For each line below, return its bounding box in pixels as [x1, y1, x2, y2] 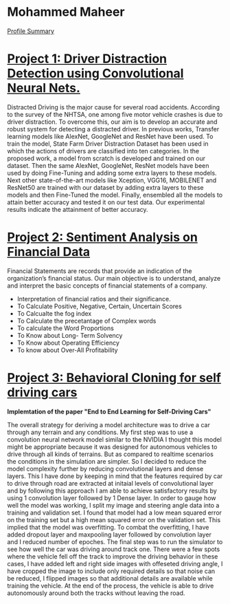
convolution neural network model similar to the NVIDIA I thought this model [7, 435, 222, 444]
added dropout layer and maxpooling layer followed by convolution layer [7, 530, 211, 539]
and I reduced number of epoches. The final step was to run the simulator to [7, 537, 223, 546]
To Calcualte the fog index [16, 309, 92, 317]
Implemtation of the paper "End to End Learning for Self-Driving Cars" [7, 407, 211, 416]
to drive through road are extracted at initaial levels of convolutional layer [7, 479, 214, 487]
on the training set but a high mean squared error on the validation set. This [7, 515, 221, 524]
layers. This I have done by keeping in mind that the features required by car [7, 472, 223, 480]
